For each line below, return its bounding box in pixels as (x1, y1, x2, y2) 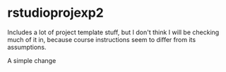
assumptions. (7, 43, 47, 51)
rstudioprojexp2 (7, 5, 104, 21)
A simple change (7, 56, 56, 64)
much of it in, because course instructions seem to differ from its (7, 35, 196, 43)
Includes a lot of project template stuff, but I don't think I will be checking (7, 28, 220, 36)
